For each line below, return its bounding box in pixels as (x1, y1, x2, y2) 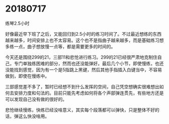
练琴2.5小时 (5, 20, 30, 26)
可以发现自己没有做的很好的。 (5, 96, 67, 102)
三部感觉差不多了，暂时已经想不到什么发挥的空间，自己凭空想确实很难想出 (5, 83, 159, 89)
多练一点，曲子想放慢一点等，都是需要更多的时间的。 (5, 43, 116, 49)
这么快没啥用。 (18, 113, 49, 119)
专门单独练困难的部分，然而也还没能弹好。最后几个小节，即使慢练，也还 (14, 60, 164, 66)
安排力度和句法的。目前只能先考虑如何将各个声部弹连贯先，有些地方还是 (14, 90, 164, 96)
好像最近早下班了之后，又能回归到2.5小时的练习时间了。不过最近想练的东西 (5, 31, 162, 37)
